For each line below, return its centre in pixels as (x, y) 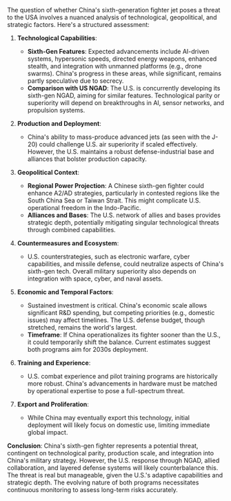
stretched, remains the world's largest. (82, 327)
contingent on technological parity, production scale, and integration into (111, 453)
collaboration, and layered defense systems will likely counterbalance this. (113, 468)
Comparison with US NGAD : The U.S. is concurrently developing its (124, 88)
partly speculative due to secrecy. (76, 81)
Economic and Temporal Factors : (65, 292)
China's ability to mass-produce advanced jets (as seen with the (119, 137)
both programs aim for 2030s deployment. (88, 349)
